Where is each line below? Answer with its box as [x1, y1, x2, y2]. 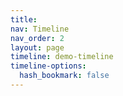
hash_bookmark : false [19, 71, 110, 81]
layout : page [10, 42, 65, 53]
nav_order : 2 [10, 33, 65, 43]
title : [10, 14, 38, 25]
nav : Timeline [10, 24, 70, 34]
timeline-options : [10, 61, 87, 71]
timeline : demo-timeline [10, 52, 114, 62]
